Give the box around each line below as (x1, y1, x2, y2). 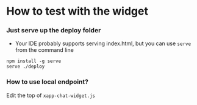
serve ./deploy (6, 63, 45, 70)
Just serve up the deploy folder (6, 26, 101, 35)
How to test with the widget (6, 4, 148, 18)
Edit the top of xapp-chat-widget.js (6, 92, 96, 99)
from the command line (15, 46, 74, 54)
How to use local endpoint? (6, 78, 88, 86)
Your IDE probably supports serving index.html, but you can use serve (15, 40, 191, 47)
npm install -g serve (6, 58, 62, 65)
